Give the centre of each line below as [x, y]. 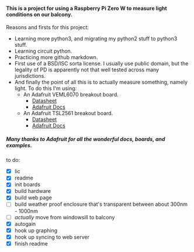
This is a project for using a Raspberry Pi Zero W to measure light [87, 8]
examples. [19, 145]
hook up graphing [36, 230]
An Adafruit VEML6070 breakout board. [71, 95]
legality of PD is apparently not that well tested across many [87, 70]
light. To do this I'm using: [46, 88]
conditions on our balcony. [39, 14]
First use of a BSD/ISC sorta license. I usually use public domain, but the [101, 64]
